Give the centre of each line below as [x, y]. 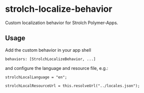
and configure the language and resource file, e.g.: [57, 68]
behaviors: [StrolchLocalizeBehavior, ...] [51, 59]
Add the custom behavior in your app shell [48, 50]
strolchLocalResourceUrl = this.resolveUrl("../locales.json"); [72, 86]
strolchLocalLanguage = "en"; [36, 77]
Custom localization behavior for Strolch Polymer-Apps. [62, 23]
